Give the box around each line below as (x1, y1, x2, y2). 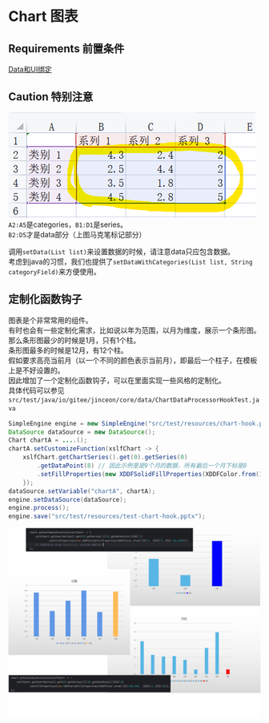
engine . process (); (8, 504, 70, 512)
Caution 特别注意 (8, 90, 94, 104)
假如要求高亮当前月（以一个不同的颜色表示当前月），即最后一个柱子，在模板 (8, 355, 258, 365)
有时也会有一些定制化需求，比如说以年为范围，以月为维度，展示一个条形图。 (8, 325, 261, 335)
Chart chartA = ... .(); (8, 436, 88, 445)
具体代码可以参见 (8, 386, 65, 395)
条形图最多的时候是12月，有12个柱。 (8, 345, 128, 355)
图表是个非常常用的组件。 (8, 315, 93, 325)
